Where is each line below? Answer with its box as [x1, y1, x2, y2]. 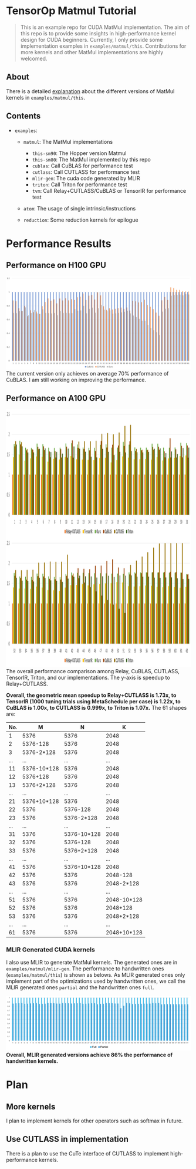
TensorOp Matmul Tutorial [6, 4, 137, 18]
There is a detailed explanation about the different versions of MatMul [6, 87, 175, 95]
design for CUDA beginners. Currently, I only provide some [20, 36, 163, 43]
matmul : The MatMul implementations [23, 138, 113, 145]
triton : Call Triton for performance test [32, 181, 127, 188]
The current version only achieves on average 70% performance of [6, 370, 169, 377]
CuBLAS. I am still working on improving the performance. [6, 376, 147, 383]
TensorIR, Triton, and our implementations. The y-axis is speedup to [6, 674, 170, 681]
